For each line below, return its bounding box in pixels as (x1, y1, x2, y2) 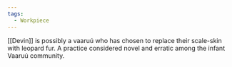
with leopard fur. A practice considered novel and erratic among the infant (7, 44, 226, 52)
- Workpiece (14, 17, 50, 24)
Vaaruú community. (7, 51, 65, 60)
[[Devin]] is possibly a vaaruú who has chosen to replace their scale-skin (7, 36, 223, 44)
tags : (7, 10, 24, 18)
